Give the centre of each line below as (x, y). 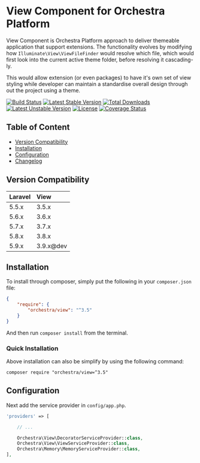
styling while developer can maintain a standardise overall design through (97, 84)
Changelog (28, 161)
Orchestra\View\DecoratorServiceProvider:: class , (80, 438)
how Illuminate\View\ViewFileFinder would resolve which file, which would (100, 53)
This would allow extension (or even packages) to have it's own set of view (99, 77)
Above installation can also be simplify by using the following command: (95, 362)
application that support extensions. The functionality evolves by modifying (99, 47)
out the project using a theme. (43, 90)
